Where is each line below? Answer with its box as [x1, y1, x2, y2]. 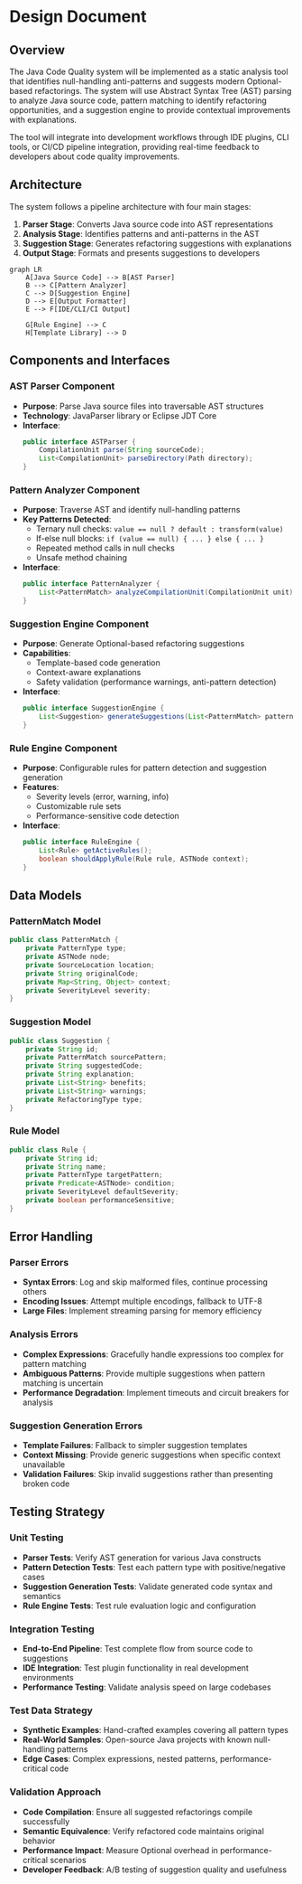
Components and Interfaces [9, 353, 170, 368]
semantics [22, 1590, 61, 1601]
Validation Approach [9, 1785, 102, 1798]
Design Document [9, 6, 147, 27]
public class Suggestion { [9, 1036, 111, 1045]
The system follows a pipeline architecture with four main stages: [9, 201, 252, 212]
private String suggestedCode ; [25, 1061, 143, 1070]
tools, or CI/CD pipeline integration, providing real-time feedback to [9, 142, 260, 152]
